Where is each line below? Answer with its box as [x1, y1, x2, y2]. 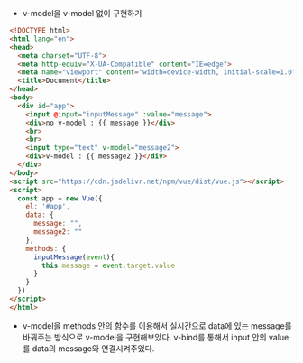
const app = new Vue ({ [17, 193, 103, 203]
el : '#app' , [25, 202, 70, 211]
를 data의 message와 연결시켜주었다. [22, 342, 155, 354]
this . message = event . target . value [41, 261, 176, 270]
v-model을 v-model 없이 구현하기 [22, 8, 142, 18]
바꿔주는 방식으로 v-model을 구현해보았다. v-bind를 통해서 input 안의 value [22, 331, 289, 342]
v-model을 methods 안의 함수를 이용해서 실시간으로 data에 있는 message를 [22, 320, 292, 331]
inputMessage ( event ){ [32, 252, 115, 262]
